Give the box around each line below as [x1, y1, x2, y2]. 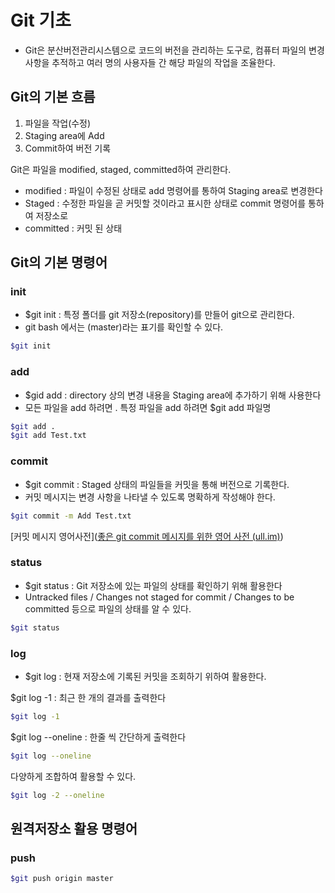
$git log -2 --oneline [10, 790, 105, 800]
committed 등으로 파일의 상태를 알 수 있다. [24, 602, 192, 615]
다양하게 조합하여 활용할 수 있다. [10, 770, 137, 782]
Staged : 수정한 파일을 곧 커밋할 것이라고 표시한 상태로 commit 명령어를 [24, 197, 307, 209]
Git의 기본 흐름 [10, 89, 96, 106]
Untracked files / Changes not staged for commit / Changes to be [24, 591, 295, 603]
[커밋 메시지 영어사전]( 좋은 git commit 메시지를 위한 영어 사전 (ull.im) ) [10, 530, 284, 542]
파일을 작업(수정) [24, 117, 92, 129]
